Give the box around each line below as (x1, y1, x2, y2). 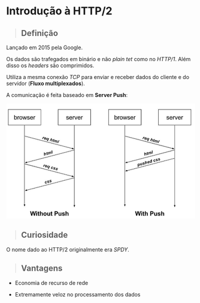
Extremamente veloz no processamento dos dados (14, 290, 141, 298)
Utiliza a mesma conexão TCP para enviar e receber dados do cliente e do (6, 74, 190, 80)
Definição (20, 28, 59, 38)
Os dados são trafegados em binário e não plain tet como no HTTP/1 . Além (6, 56, 191, 62)
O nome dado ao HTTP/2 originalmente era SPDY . (6, 246, 130, 253)
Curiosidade (20, 230, 68, 240)
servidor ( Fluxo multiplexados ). (6, 80, 85, 87)
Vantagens (20, 263, 63, 274)
